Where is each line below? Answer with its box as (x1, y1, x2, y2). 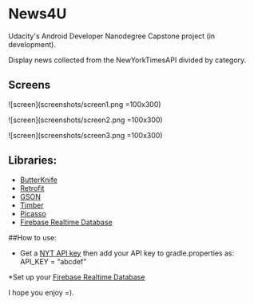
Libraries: (8, 153, 58, 168)
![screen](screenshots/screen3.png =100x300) (8, 130, 163, 140)
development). (8, 39, 56, 49)
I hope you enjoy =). (8, 287, 74, 297)
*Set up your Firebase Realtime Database (8, 272, 145, 282)
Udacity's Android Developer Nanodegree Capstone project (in (8, 31, 216, 41)
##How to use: (8, 232, 58, 242)
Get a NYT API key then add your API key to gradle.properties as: (19, 248, 235, 258)
